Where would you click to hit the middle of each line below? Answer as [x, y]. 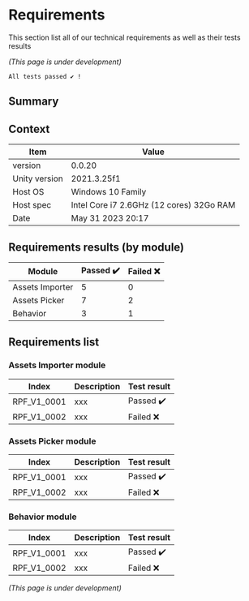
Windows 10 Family [109, 192]
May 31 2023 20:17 [110, 218]
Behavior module [43, 517]
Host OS [28, 192]
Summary [34, 102]
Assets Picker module [52, 441]
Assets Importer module [57, 365]
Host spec [32, 205]
